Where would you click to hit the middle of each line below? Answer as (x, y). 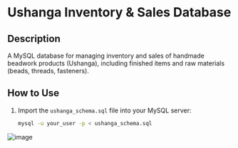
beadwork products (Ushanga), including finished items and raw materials (116, 63)
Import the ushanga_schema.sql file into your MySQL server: (104, 110)
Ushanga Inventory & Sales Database (119, 12)
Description (34, 39)
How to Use (33, 93)
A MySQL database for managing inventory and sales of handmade (106, 55)
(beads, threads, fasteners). (48, 71)
